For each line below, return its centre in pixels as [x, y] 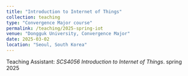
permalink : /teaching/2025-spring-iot [55, 28]
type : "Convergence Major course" [50, 23]
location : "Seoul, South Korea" [47, 45]
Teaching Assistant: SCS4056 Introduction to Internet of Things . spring [94, 61]
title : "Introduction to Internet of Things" [64, 12]
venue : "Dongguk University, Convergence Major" [68, 34]
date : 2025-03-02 [28, 39]
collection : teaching [33, 17]
